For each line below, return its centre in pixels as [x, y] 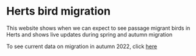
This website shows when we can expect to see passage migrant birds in [98, 28]
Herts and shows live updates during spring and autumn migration [89, 34]
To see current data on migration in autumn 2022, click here [82, 46]
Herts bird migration [59, 11]
